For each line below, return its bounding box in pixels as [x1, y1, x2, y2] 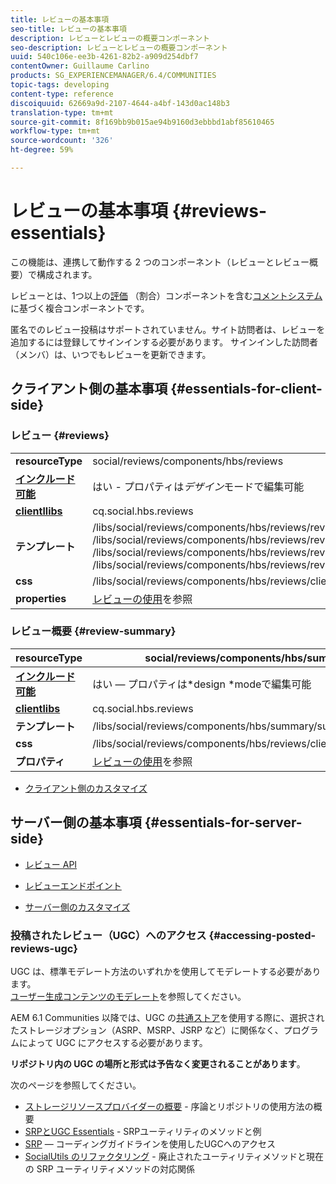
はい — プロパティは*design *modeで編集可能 [92, 677, 312, 691]
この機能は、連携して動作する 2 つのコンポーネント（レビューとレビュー [10, 256, 310, 268]
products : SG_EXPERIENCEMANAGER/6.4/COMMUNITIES [10, 71, 217, 81]
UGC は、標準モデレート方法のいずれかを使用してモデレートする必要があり [10, 965, 322, 977]
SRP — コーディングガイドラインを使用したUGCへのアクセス [24, 1137, 277, 1150]
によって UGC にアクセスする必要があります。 [18, 1036, 208, 1048]
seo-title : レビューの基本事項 [10, 24, 127, 34]
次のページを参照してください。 [10, 1079, 142, 1091]
